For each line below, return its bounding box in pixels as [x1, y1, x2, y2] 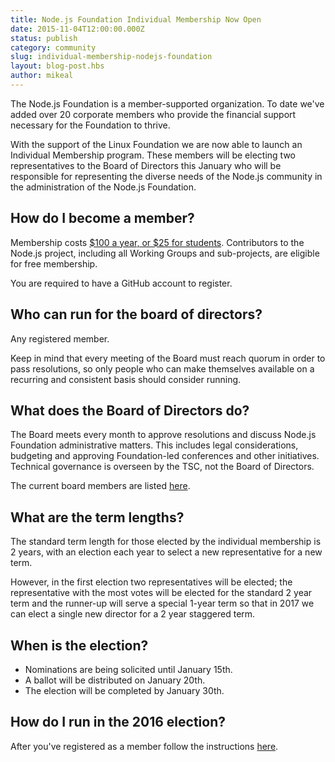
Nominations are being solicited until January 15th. [24, 663, 233, 675]
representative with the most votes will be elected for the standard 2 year [10, 587, 313, 599]
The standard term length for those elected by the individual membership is [10, 536, 322, 548]
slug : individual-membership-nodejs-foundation [10, 52, 213, 62]
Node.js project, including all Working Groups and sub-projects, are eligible [10, 247, 320, 259]
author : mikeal [10, 71, 74, 81]
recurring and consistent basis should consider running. [10, 373, 242, 385]
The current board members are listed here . [10, 480, 191, 492]
